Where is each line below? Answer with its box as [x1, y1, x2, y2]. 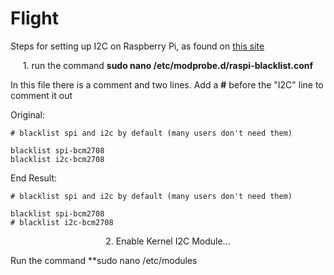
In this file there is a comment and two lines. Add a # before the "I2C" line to [10, 78, 324, 91]
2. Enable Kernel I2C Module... [105, 235, 231, 247]
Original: [10, 108, 46, 121]
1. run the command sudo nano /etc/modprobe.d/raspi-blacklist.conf [22, 59, 314, 71]
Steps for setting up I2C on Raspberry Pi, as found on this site [10, 40, 265, 52]
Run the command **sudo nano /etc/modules [10, 254, 198, 266]
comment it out [10, 89, 73, 101]
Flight [10, 7, 59, 30]
